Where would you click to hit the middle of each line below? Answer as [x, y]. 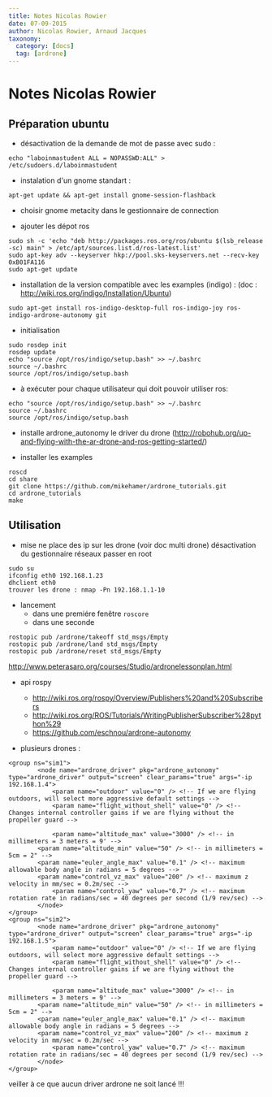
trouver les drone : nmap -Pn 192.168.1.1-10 [86, 590]
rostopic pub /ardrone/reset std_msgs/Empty [85, 651]
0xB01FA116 [27, 262]
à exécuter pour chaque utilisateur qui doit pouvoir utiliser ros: [124, 388]
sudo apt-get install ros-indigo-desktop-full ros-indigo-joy [116, 308]
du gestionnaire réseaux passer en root [86, 553]
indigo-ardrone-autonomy [50, 315]
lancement [38, 605]
